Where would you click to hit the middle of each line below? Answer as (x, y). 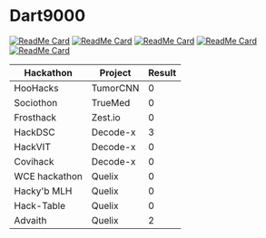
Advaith (30, 220)
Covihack (34, 161)
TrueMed (111, 102)
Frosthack (35, 117)
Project (115, 72)
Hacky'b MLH (43, 191)
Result (163, 72)
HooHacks (36, 88)
